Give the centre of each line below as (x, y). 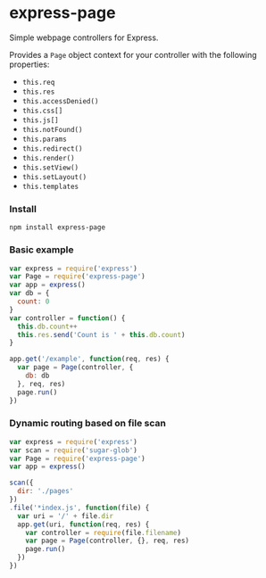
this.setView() (50, 168)
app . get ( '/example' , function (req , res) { (89, 359)
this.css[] (42, 111)
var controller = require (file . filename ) (103, 533)
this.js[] (41, 120)
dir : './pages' (46, 491)
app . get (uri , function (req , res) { (83, 524)
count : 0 (33, 301)
